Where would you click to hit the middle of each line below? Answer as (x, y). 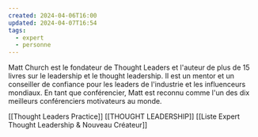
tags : (17, 30)
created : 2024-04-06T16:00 (53, 15)
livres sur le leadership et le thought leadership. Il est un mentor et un (121, 76)
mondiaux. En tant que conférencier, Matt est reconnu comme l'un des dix (129, 93)
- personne (33, 45)
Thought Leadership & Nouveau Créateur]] (78, 125)
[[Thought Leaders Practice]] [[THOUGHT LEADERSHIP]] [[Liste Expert (124, 116)
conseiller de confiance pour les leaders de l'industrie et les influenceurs (127, 85)
